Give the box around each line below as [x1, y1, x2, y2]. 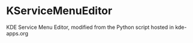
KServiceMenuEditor [6, 4, 113, 18]
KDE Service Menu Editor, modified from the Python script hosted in [6, 24, 174, 31]
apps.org [6, 29, 29, 37]
